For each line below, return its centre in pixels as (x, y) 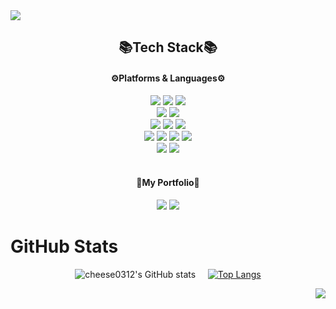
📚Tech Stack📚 (168, 47)
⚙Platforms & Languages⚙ (168, 78)
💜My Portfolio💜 (168, 183)
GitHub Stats (64, 246)
